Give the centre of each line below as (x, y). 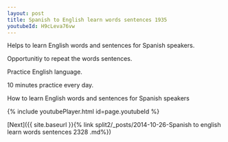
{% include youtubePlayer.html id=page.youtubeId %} (83, 112)
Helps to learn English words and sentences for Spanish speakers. (101, 46)
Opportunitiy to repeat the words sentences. (70, 59)
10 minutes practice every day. (50, 85)
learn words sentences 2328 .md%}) (59, 132)
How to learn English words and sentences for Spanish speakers (99, 98)
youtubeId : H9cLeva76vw (41, 26)
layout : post (26, 13)
